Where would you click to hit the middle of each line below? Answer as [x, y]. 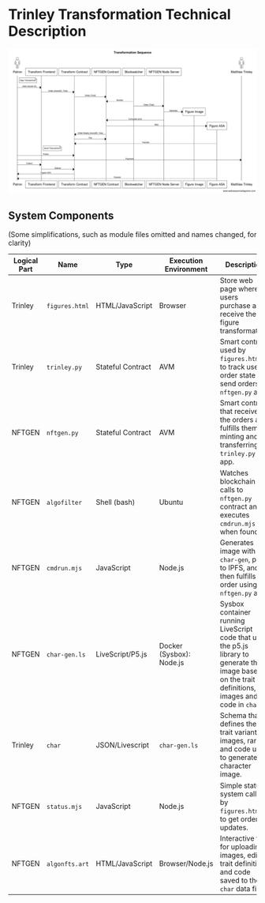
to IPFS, [232, 567]
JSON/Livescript [123, 745]
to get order [239, 818]
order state [238, 375]
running [232, 621]
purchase [235, 305]
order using [239, 584]
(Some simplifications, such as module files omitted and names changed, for [132, 235]
